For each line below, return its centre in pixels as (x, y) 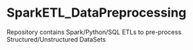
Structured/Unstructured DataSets (56, 39)
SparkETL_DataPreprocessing (96, 13)
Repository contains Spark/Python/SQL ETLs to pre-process (94, 32)
